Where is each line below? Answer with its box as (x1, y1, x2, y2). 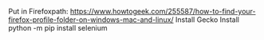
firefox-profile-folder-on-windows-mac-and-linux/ (8, 15, 174, 24)
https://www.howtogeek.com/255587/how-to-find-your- (70, 7, 256, 16)
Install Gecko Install (175, 15, 239, 24)
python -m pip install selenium (8, 24, 108, 32)
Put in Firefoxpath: (8, 7, 69, 16)
